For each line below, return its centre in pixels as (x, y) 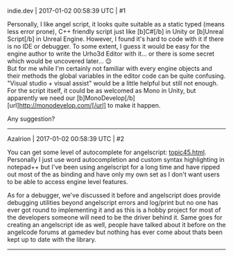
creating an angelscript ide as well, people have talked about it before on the (116, 225)
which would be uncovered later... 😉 (60, 61)
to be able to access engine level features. (68, 182)
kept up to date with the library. (52, 239)
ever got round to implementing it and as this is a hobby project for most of (114, 210)
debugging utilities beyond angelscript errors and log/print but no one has (113, 202)
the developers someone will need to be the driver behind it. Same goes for (115, 217)
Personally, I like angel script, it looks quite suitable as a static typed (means (116, 24)
